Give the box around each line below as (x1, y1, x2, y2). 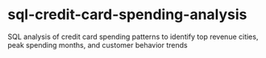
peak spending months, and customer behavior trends (7, 40, 188, 49)
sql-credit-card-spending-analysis (7, 6, 247, 24)
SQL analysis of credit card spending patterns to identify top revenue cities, (7, 32, 259, 41)
